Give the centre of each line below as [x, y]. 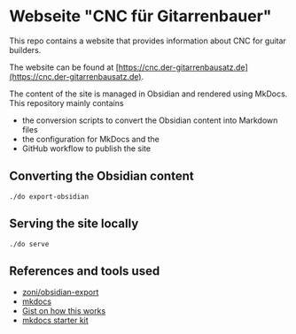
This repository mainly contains [66, 102]
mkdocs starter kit [55, 321]
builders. [25, 49]
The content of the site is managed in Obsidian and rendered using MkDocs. [148, 94]
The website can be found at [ [64, 67]
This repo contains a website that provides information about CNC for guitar [148, 41]
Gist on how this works [64, 311]
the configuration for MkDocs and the [90, 139]
